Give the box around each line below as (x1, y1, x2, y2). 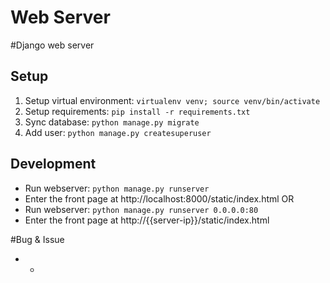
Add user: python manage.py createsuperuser (24, 126, 212, 138)
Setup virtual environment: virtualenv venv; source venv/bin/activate (24, 94, 321, 106)
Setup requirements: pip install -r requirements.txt (24, 105, 251, 117)
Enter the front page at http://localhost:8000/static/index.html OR (24, 192, 295, 205)
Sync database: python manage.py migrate (24, 116, 200, 128)
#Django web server (10, 39, 95, 51)
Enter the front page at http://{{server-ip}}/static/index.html (24, 214, 270, 226)
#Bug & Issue (10, 233, 65, 245)
